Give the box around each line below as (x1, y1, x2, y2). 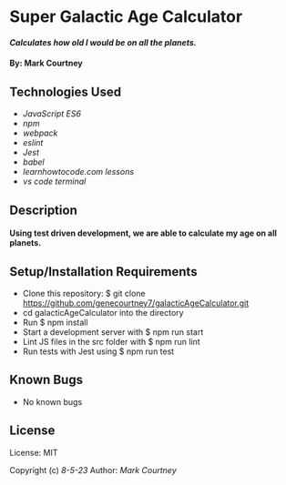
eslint (22, 137, 44, 148)
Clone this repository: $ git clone (22, 288, 146, 298)
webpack (22, 127, 58, 138)
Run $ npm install (22, 317, 88, 328)
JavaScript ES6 (22, 108, 82, 119)
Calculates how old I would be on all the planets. (9, 36, 198, 47)
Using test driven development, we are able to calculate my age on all (9, 227, 278, 238)
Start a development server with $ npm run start (22, 326, 204, 338)
